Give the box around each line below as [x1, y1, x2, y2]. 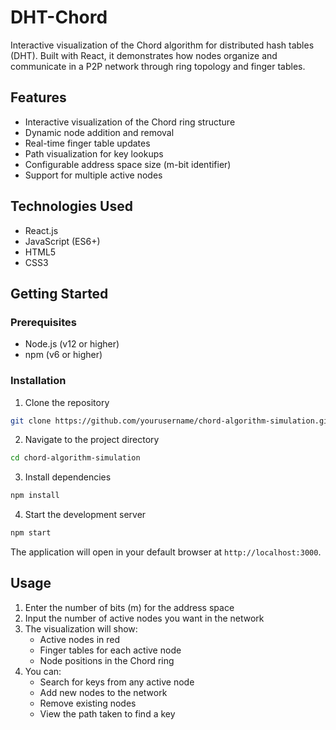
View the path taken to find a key [39, 707, 176, 720]
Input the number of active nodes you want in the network [24, 612, 265, 624]
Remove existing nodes [39, 697, 137, 709]
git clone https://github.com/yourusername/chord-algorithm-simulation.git [10, 416, 333, 426]
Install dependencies [24, 471, 112, 483]
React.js [24, 224, 59, 236]
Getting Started [10, 285, 109, 302]
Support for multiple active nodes [24, 169, 163, 181]
